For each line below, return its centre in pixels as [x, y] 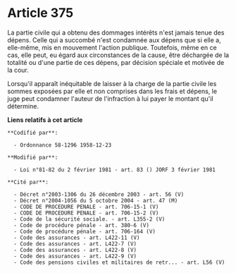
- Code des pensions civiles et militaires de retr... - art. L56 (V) [119, 262]
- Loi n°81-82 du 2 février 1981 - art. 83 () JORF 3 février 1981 [115, 170]
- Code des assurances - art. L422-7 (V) [75, 244]
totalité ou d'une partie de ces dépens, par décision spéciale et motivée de [116, 62]
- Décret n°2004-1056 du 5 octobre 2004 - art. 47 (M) [96, 200]
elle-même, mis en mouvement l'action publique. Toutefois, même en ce [112, 47]
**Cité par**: [28, 182]
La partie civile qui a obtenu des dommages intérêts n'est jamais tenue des [116, 32]
